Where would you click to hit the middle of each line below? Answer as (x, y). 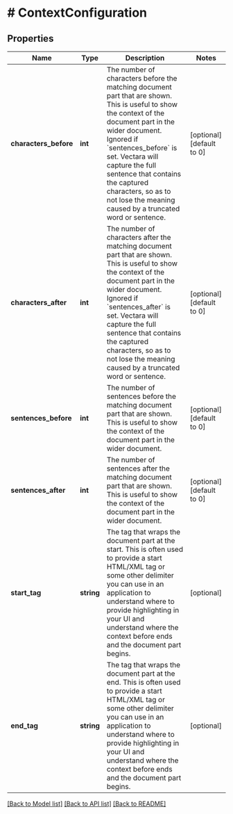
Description (145, 58)
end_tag (24, 726)
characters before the (142, 78)
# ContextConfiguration (77, 13)
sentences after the (138, 469)
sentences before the (141, 396)
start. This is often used (145, 549)
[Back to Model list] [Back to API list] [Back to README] (87, 804)
